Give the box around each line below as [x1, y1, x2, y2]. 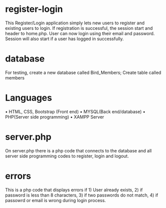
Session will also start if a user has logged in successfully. [5, 36, 124, 42]
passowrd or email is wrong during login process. [5, 197, 106, 203]
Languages [5, 92, 52, 104]
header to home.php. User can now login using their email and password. [5, 30, 155, 36]
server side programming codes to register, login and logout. [5, 153, 129, 159]
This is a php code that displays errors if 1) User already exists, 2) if [5, 187, 143, 193]
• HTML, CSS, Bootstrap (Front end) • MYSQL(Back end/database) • [5, 108, 146, 115]
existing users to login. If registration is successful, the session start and [5, 25, 153, 31]
